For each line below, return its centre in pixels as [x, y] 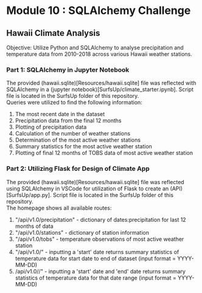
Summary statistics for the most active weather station [83, 146]
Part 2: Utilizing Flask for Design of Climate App [78, 169]
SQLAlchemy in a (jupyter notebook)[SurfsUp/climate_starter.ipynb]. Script [100, 89]
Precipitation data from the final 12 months [68, 121]
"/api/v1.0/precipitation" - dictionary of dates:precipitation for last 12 [101, 219]
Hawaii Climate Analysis [53, 33]
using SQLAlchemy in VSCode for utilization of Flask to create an [88, 188]
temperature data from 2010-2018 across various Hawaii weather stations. [99, 54]
